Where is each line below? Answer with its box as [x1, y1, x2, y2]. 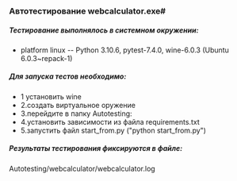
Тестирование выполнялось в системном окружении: [9, 25, 199, 35]
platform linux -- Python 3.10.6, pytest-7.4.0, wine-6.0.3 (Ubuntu [20, 45, 229, 55]
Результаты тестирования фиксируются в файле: [9, 144, 183, 153]
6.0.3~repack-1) [20, 53, 73, 63]
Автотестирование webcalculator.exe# [9, 6, 166, 17]
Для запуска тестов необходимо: [9, 71, 127, 81]
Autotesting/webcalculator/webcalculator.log [9, 164, 155, 173]
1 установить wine [20, 91, 82, 101]
